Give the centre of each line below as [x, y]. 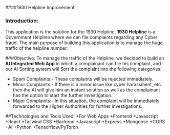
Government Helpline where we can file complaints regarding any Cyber [81, 37]
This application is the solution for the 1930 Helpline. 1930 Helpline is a [80, 32]
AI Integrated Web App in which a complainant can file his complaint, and [83, 64]
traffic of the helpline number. [37, 48]
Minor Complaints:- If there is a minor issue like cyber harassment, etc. [87, 85]
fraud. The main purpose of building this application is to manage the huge [84, 43]
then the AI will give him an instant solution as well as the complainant [86, 90]
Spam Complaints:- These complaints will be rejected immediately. [83, 79]
